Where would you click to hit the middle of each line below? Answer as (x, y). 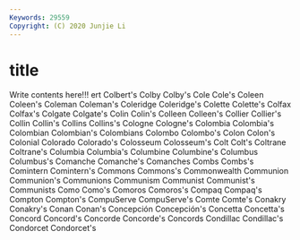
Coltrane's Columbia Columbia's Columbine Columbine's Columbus (133, 152)
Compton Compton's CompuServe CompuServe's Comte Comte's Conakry (148, 200)
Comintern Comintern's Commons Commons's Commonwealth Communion (149, 171)
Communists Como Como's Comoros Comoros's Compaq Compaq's (136, 190)
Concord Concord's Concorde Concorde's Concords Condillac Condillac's (146, 219)
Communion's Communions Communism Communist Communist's (132, 181)
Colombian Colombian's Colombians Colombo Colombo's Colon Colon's (142, 133)
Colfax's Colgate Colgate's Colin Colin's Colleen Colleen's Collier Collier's (146, 114)
